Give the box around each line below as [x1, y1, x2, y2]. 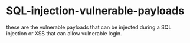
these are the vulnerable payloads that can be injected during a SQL [6, 24, 172, 31]
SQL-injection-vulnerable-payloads [6, 4, 185, 18]
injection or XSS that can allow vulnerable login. [6, 29, 122, 37]
